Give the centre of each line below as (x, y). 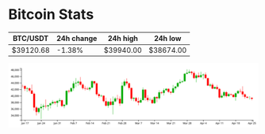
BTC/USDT (31, 39)
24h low (167, 39)
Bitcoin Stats (51, 15)
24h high (123, 39)
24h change (77, 39)
